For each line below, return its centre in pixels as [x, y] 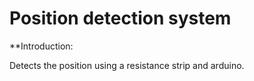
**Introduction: [41, 46]
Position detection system [120, 18]
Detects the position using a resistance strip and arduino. [127, 65]
